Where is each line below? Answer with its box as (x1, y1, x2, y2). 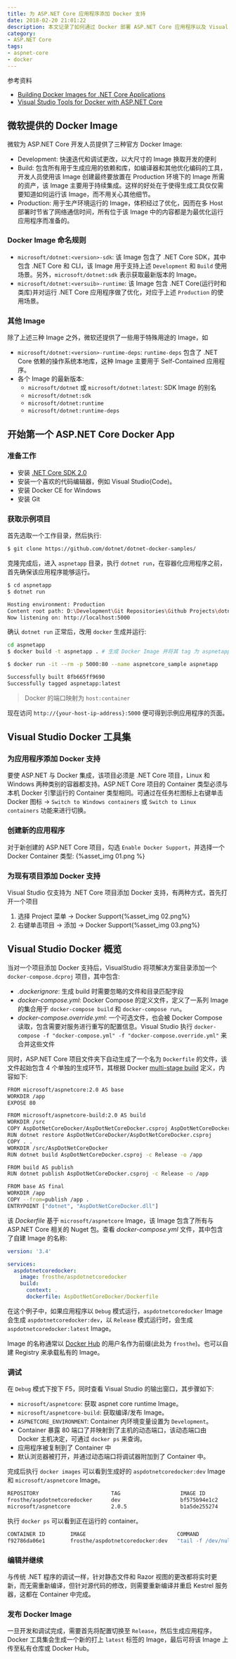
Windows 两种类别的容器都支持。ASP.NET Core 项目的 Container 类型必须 (7, 780, 223, 788)
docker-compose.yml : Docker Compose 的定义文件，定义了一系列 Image (17, 996, 229, 1004)
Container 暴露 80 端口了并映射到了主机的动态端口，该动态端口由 (17, 1426, 207, 1434)
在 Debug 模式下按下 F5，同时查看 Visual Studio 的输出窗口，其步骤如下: (7, 1385, 214, 1393)
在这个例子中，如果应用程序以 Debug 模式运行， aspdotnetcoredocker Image (7, 1306, 223, 1315)
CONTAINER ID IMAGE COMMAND (7, 1530, 199, 1537)
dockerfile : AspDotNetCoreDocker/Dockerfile (25, 1294, 159, 1301)
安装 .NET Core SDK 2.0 (17, 468, 87, 476)
